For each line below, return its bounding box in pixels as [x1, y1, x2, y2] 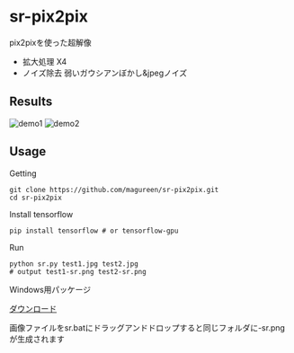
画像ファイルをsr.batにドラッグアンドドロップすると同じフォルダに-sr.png [9, 322, 286, 333]
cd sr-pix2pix [9, 193, 63, 202]
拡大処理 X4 [22, 56, 67, 66]
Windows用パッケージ [9, 284, 92, 295]
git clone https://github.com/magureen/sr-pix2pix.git [9, 185, 219, 194]
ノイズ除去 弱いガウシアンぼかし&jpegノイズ [22, 67, 188, 78]
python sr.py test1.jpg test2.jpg [9, 259, 139, 269]
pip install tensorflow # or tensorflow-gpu [9, 226, 179, 235]
